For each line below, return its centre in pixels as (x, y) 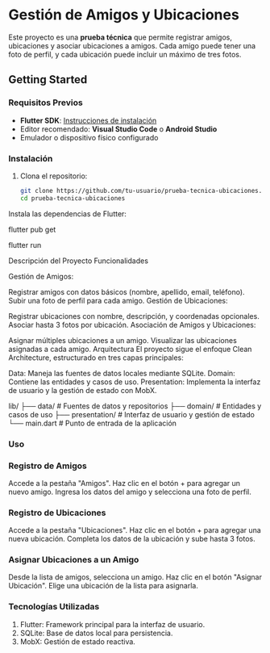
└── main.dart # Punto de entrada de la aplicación (93, 423)
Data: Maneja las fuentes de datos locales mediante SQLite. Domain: (122, 373)
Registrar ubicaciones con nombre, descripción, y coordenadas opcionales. (134, 316)
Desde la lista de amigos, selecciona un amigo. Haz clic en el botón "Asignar (135, 577)
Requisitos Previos (46, 103)
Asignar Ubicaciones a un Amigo (74, 560)
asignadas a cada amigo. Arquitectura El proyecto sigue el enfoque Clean (130, 349)
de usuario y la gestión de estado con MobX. (83, 390)
